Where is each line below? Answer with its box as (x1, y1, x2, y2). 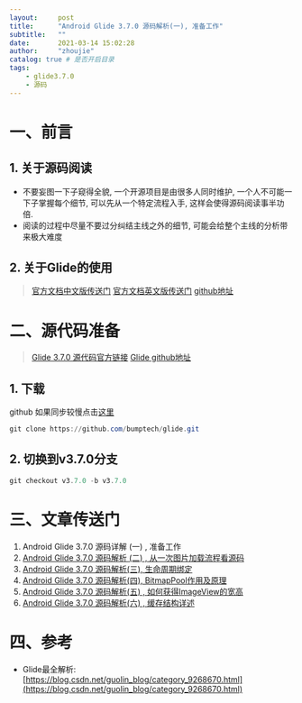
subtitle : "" (9, 30, 67, 39)
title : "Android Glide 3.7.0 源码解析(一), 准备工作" (9, 22, 224, 31)
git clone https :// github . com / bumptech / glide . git (9, 425, 200, 434)
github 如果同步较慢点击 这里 (9, 406, 114, 417)
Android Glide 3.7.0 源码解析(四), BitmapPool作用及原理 (22, 574, 227, 586)
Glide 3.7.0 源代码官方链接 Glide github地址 (31, 352, 192, 363)
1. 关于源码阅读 (9, 160, 93, 176)
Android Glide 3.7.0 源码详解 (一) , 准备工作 (22, 541, 182, 552)
